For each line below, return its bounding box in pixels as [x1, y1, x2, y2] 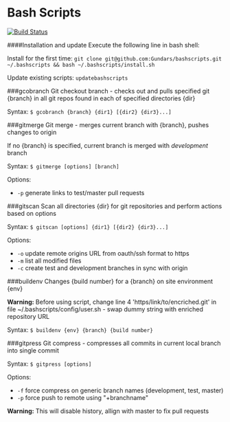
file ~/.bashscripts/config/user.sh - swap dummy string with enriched [7, 304, 204, 313]
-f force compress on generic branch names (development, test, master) [16, 386, 224, 395]
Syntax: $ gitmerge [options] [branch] [7, 162, 119, 170]
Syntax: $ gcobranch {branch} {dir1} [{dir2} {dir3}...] [7, 107, 172, 115]
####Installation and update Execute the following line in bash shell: [7, 41, 200, 49]
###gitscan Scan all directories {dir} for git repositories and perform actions [7, 201, 222, 210]
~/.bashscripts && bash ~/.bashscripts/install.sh [7, 61, 155, 68]
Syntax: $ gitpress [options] [7, 359, 92, 368]
